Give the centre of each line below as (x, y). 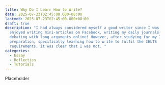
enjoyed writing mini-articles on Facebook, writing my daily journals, (85, 32)
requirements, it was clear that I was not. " (58, 46)
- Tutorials (22, 64)
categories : (17, 51)
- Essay (17, 55)
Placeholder (17, 79)
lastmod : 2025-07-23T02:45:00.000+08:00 (47, 19)
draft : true (17, 23)
